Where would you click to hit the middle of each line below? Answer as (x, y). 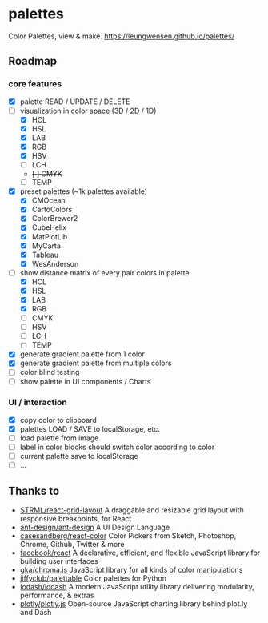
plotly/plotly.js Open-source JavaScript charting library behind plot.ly (134, 604)
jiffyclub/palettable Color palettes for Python (93, 578)
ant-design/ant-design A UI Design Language (95, 527)
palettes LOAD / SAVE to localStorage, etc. (90, 428)
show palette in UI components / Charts (85, 381)
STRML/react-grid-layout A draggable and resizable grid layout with (132, 510)
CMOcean (48, 200)
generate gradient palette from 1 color (82, 354)
